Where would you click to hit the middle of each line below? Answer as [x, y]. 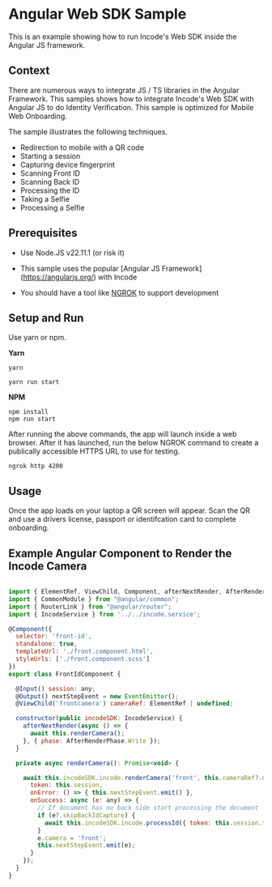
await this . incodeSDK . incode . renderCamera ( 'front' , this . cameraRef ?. [143, 778]
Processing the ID [50, 190]
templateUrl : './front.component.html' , [85, 652]
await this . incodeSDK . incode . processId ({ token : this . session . [153, 823]
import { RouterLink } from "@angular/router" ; [90, 607]
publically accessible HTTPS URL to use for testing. [94, 451]
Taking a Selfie [45, 198]
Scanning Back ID [50, 181]
